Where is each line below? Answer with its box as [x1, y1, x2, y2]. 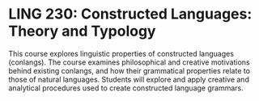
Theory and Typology [8, 22, 156, 40]
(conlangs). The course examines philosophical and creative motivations [8, 57, 250, 67]
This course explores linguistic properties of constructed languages [8, 48, 235, 58]
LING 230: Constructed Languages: [8, 5, 253, 23]
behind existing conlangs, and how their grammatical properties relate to [8, 65, 251, 75]
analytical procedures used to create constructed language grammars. [8, 82, 244, 93]
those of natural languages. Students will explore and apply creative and [8, 74, 249, 84]
